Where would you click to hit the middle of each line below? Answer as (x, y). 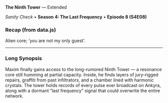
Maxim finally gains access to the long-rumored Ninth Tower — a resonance (83, 69)
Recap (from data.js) (31, 29)
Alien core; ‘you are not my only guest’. (45, 41)
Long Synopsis (24, 58)
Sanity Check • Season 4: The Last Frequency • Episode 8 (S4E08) (76, 17)
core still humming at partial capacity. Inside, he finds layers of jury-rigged (82, 74)
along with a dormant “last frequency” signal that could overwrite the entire (83, 90)
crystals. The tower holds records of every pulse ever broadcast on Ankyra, (83, 85)
